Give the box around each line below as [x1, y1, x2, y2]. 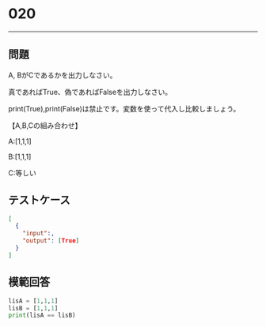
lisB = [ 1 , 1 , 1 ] [8, 304, 59, 312]
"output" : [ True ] [22, 237, 80, 245]
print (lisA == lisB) [8, 311, 77, 320]
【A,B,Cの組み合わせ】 [8, 120, 82, 130]
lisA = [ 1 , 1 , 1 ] [8, 297, 59, 305]
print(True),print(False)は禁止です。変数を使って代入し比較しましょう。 [8, 103, 241, 113]
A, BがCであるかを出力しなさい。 [8, 70, 117, 80]
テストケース [8, 194, 70, 207]
